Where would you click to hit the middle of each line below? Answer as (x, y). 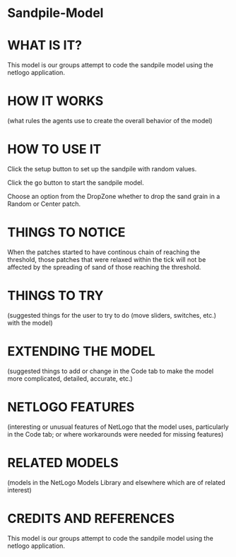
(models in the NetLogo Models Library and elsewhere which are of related (117, 482)
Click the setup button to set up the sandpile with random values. (102, 169)
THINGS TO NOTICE (66, 232)
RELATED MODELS (63, 463)
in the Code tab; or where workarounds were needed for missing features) (116, 434)
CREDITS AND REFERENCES (91, 518)
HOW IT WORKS (55, 101)
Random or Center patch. (44, 204)
